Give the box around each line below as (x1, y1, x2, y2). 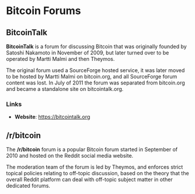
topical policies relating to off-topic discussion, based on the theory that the (6, 170, 189, 177)
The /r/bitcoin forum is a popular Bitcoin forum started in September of (6, 146, 178, 153)
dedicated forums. (6, 182, 51, 189)
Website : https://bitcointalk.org (14, 113, 91, 121)
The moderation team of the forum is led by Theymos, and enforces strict (6, 164, 183, 171)
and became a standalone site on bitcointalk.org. (6, 86, 124, 92)
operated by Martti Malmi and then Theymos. (6, 56, 115, 62)
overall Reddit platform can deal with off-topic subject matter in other (6, 176, 173, 183)
